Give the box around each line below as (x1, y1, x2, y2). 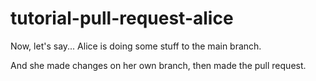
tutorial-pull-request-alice (10, 7, 234, 30)
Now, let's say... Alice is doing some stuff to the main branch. (10, 40, 262, 52)
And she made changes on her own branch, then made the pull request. (10, 59, 307, 71)
